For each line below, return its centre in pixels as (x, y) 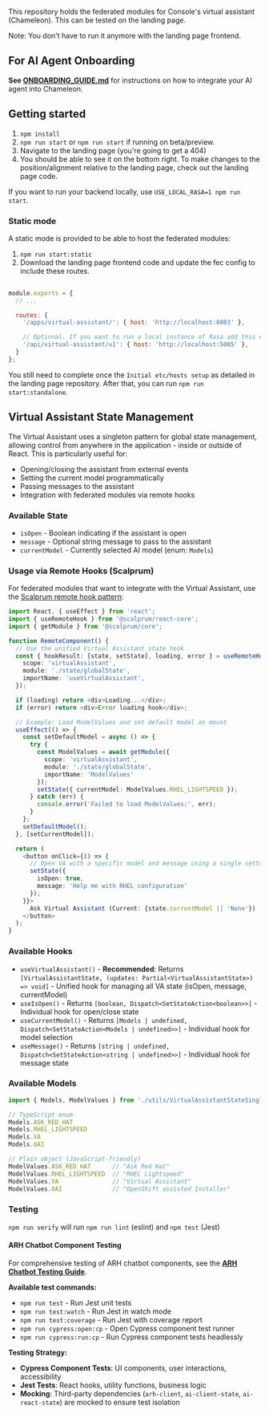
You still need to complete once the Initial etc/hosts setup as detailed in (132, 375)
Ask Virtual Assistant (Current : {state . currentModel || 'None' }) (143, 908)
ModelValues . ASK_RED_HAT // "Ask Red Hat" (89, 1166)
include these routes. (55, 271)
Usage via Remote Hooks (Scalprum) (81, 571)
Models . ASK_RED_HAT (41, 1122)
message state (44, 1062)
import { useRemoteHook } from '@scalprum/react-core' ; (103, 619)
